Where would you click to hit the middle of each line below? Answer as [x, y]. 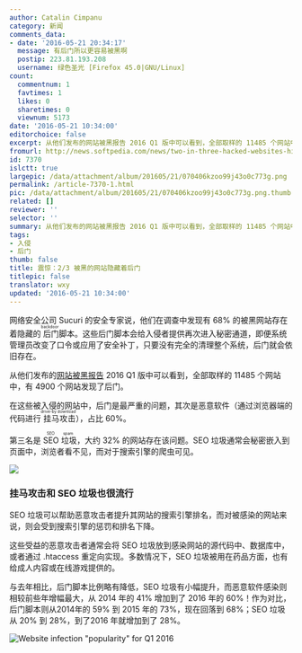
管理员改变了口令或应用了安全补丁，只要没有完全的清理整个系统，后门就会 [147, 344]
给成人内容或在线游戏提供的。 [64, 568]
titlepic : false [40, 277]
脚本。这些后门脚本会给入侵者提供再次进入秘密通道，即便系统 [173, 333]
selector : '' [34, 218]
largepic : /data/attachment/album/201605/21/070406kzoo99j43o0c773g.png [148, 176]
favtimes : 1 [40, 93]
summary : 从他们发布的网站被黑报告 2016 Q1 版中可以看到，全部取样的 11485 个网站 [150, 226]
